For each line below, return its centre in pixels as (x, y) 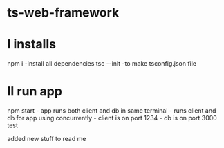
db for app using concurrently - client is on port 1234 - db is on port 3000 (112, 118)
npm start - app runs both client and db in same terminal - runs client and (112, 111)
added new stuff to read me (47, 139)
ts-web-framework (63, 13)
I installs (32, 45)
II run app (35, 92)
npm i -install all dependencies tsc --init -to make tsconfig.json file (102, 64)
